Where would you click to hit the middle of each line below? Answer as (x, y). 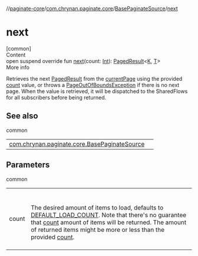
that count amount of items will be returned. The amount (108, 222)
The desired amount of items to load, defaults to (97, 207)
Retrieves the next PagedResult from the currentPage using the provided (94, 78)
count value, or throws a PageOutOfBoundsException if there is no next (93, 85)
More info (18, 67)
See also (22, 116)
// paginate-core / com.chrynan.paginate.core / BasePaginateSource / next (92, 9)
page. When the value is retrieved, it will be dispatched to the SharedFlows (97, 91)
